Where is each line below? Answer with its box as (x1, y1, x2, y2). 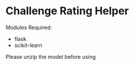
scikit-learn (14, 42, 42, 49)
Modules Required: (5, 24, 52, 31)
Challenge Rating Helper (5, 4, 129, 18)
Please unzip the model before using (5, 53, 96, 60)
